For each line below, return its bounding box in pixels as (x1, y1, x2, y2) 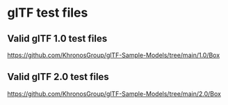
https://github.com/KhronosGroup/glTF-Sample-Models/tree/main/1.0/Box (7, 51, 220, 59)
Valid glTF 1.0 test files (7, 33, 108, 45)
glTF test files (7, 5, 88, 21)
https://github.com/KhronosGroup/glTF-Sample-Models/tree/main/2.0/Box (7, 89, 221, 98)
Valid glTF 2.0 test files (7, 71, 109, 83)
